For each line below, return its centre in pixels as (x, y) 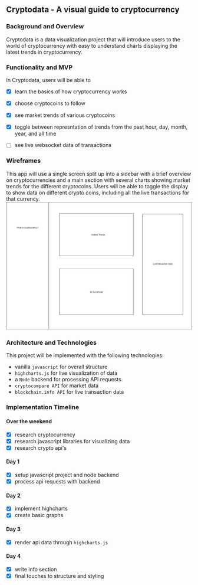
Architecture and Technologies (52, 343)
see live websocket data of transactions (63, 145)
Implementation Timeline (43, 407)
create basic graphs (39, 515)
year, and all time (35, 134)
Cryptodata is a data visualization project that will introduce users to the (93, 39)
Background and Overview (45, 27)
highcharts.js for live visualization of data (66, 373)
